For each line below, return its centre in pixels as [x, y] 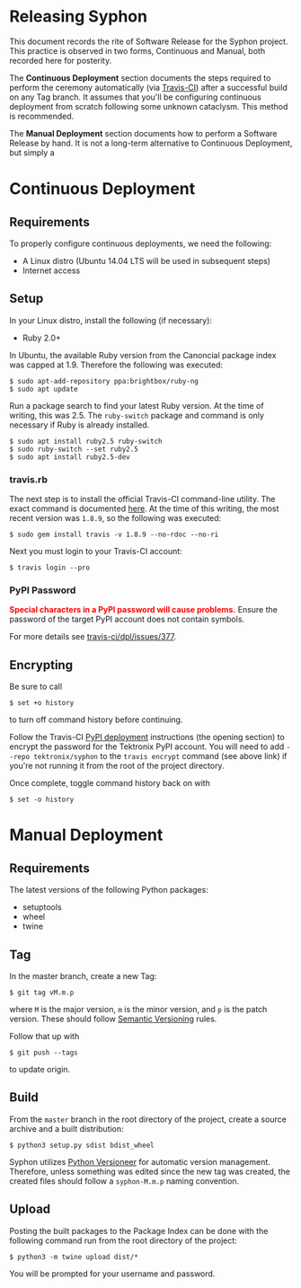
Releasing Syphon [79, 17]
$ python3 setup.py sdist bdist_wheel [82, 1145]
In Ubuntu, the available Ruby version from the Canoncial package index [143, 355]
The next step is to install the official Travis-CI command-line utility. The [142, 499]
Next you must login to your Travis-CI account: [96, 551]
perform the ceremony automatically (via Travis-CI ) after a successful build [148, 87]
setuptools [42, 907]
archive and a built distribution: [66, 1128]
